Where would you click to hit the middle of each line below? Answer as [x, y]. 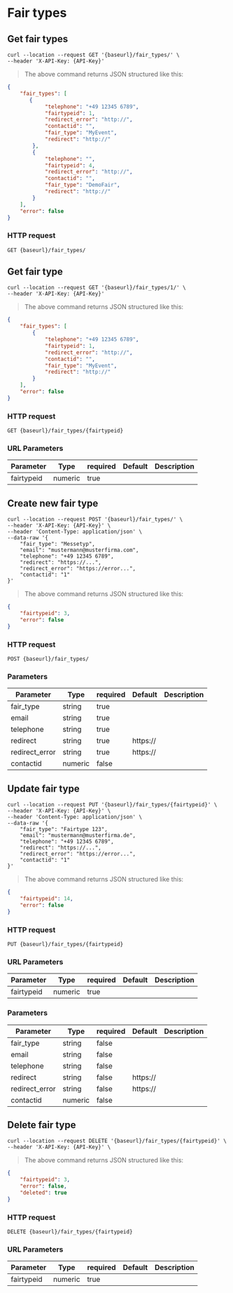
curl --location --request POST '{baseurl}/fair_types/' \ [95, 520]
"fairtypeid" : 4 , [70, 165]
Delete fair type [42, 1125]
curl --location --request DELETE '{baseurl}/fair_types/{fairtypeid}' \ [117, 1141]
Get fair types [38, 39]
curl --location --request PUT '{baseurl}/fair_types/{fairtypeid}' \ [112, 805]
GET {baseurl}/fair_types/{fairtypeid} [65, 431]
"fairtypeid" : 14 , [47, 899]
